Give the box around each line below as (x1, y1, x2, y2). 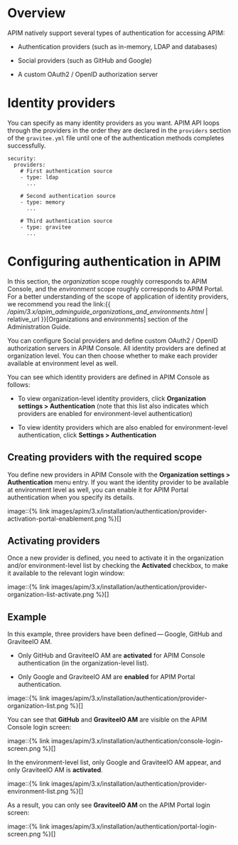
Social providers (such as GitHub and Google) (17, 56, 152, 65)
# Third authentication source (20, 217, 113, 224)
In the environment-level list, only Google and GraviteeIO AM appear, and (7, 758, 222, 767)
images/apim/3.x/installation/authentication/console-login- (50, 737, 224, 745)
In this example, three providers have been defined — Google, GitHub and (7, 630, 222, 638)
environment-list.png (7, 787, 69, 796)
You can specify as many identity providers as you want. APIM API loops (7, 118, 220, 127)
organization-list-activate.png (7, 590, 94, 599)
